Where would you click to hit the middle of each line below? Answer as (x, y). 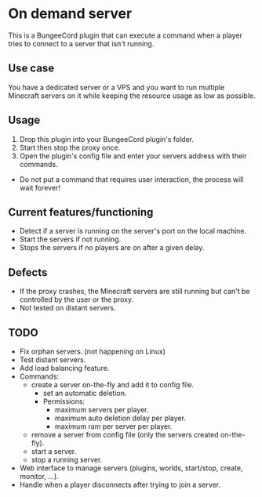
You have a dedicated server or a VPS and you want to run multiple (116, 87)
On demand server (70, 14)
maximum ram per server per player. (113, 426)
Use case (31, 69)
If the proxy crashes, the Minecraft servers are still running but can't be (135, 292)
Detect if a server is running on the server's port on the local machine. (133, 231)
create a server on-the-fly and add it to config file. (113, 385)
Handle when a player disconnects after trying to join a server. (120, 484)
